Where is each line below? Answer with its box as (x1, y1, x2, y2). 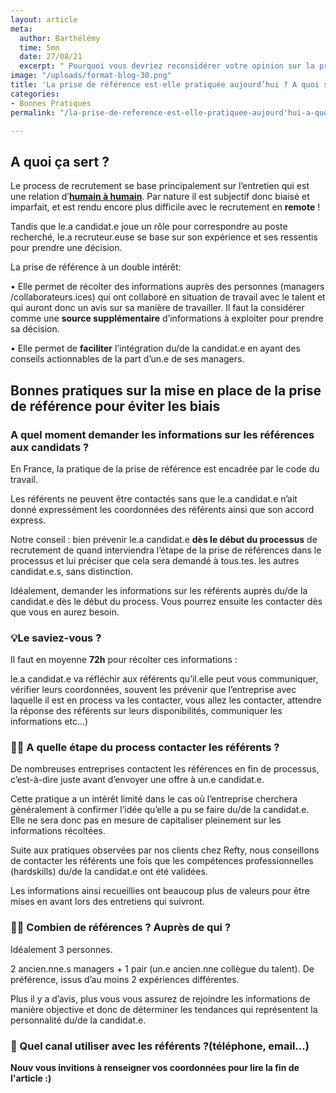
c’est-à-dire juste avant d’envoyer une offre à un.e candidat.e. (10, 774, 265, 786)
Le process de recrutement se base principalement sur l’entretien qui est (10, 180, 310, 192)
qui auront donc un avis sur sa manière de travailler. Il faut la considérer (10, 302, 305, 314)
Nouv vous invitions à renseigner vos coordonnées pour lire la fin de (10, 1062, 300, 1074)
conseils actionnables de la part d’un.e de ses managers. (10, 353, 245, 365)
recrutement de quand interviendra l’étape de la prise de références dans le (10, 544, 322, 556)
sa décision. (10, 323, 60, 335)
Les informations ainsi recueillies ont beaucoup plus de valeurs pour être (10, 885, 310, 897)
